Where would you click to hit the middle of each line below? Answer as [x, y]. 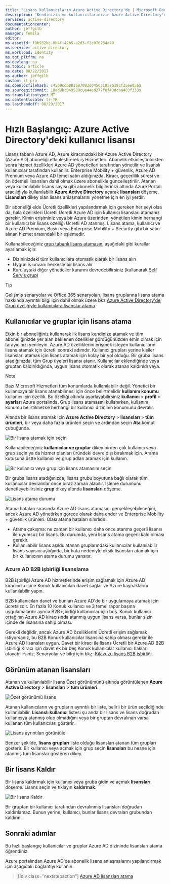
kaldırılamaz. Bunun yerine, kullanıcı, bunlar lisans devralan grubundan [79, 812]
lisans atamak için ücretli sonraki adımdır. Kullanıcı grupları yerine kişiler [80, 350]
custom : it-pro [21, 81]
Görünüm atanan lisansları [48, 670]
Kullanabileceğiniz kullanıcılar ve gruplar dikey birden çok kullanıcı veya [81, 447]
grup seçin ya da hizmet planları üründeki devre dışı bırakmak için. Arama [82, 453]
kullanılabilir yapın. [25, 591]
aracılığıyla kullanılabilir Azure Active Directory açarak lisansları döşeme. [82, 192]
